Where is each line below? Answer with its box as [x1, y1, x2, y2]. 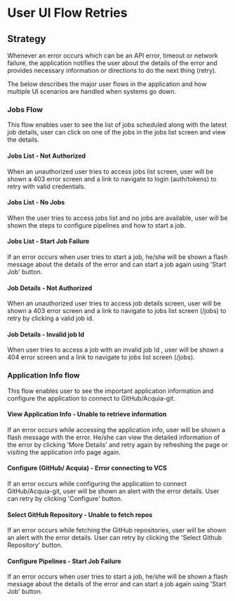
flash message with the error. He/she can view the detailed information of [7, 433, 220, 441]
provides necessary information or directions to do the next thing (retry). [7, 67, 217, 74]
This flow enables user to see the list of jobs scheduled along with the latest [7, 120, 227, 129]
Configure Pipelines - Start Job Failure [7, 557, 121, 565]
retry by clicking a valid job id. [7, 314, 94, 323]
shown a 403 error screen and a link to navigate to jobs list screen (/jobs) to [7, 307, 227, 315]
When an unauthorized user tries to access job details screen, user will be [7, 299, 221, 308]
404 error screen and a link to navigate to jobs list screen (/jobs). [7, 353, 195, 361]
